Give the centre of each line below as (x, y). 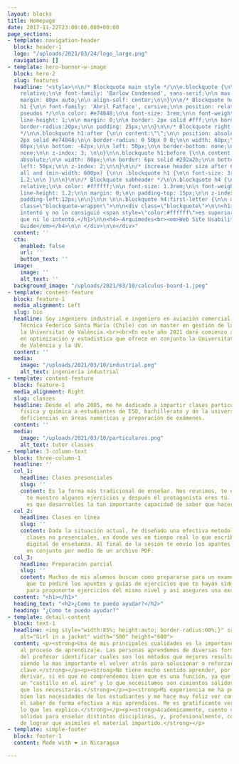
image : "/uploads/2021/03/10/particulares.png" (92, 438)
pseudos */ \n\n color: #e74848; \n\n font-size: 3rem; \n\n (108, 113)
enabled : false (43, 246)
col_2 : (23, 511)
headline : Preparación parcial (67, 564)
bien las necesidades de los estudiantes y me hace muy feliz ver (121, 696)
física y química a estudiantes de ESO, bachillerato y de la (114, 412)
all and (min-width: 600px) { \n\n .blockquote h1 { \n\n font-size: (122, 173)
